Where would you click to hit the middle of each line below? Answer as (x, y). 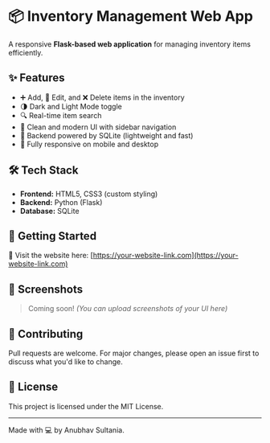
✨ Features (37, 78)
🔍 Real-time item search (61, 115)
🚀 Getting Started (53, 236)
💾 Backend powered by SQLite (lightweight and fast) (106, 135)
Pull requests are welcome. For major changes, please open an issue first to (134, 353)
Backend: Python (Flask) (61, 202)
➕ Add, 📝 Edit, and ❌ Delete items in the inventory (102, 97)
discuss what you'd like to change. (65, 362)
